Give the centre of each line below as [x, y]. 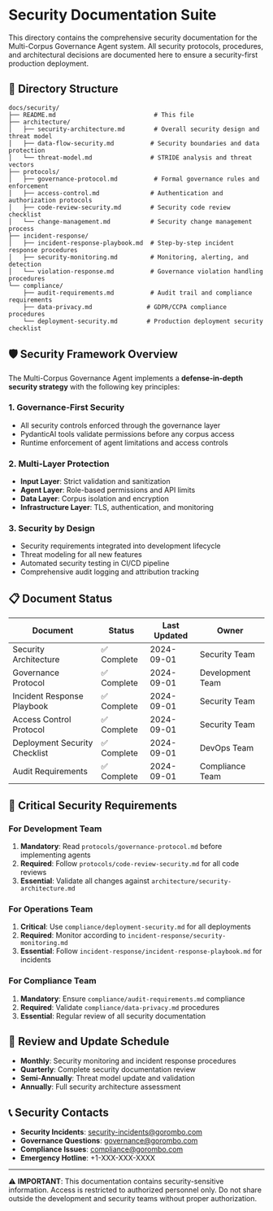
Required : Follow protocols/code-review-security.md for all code [130, 863]
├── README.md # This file [102, 115]
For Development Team [55, 829]
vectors [22, 164]
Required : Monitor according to [73, 935]
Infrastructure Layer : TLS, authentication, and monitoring [117, 507]
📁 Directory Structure [64, 89]
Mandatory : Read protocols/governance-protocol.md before [121, 846]
